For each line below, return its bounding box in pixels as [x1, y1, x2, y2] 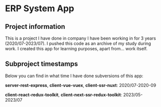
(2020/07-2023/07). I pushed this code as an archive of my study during [5, 41, 151, 46]
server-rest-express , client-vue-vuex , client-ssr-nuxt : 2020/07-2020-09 [5, 82, 156, 88]
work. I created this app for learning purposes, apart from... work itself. [5, 46, 148, 51]
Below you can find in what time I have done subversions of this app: [5, 73, 143, 79]
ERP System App [5, 3, 75, 14]
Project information [5, 22, 65, 31]
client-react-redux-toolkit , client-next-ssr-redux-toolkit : [5, 91, 122, 98]
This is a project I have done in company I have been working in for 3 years [5, 35, 156, 41]
